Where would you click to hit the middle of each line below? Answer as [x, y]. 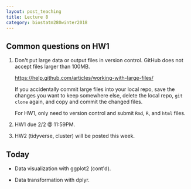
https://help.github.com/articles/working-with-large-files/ [84, 78]
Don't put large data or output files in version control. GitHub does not [99, 60]
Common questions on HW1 [58, 46]
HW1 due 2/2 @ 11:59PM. [45, 124]
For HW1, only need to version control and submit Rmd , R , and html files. [100, 113]
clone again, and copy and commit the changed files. [79, 102]
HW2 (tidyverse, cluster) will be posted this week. [75, 136]
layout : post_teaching [34, 11]
